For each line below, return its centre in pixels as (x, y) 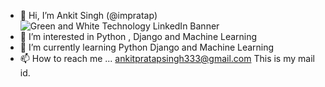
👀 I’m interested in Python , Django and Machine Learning (138, 36)
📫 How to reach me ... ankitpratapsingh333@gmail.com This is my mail (167, 58)
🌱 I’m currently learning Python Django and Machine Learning (147, 47)
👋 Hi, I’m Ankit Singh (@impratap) (88, 15)
